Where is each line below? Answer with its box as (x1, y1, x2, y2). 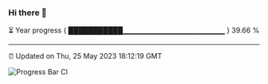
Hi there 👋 (8, 7, 48, 18)
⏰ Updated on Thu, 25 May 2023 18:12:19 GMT (8, 52, 163, 61)
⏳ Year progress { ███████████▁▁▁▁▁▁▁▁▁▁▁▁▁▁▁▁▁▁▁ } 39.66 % (8, 25, 260, 35)
